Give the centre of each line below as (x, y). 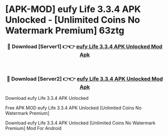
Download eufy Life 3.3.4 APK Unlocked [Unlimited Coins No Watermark (80, 123)
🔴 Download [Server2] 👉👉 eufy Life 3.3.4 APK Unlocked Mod (85, 79)
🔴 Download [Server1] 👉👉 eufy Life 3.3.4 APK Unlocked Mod (85, 47)
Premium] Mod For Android (34, 128)
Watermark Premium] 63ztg (65, 31)
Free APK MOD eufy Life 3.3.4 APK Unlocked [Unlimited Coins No (73, 108)
